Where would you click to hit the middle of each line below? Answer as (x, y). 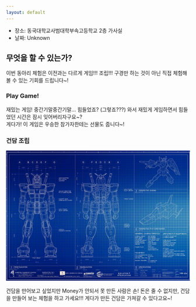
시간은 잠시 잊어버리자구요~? (50, 116)
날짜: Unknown (32, 37)
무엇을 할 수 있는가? (39, 58)
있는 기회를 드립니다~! (43, 80)
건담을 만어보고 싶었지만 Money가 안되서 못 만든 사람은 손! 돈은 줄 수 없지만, (92, 291)
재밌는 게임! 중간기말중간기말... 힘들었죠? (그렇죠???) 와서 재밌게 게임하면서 (92, 109)
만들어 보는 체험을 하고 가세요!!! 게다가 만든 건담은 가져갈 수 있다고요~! (92, 298)
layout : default (26, 12)
